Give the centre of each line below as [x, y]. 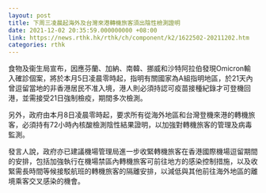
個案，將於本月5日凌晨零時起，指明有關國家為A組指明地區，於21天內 [141, 78]
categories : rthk [37, 45]
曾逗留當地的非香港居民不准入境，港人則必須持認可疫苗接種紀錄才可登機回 [129, 89]
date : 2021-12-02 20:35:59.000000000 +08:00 [83, 30]
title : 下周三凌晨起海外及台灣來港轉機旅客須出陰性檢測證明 [94, 23]
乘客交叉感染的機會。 [49, 181]
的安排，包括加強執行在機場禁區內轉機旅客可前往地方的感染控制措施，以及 [129, 161]
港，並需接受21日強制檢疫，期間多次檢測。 [78, 98]
